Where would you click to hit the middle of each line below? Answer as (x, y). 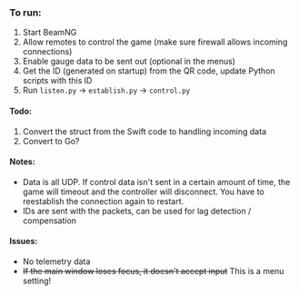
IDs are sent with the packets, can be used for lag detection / (137, 211)
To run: (26, 13)
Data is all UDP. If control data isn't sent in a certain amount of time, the (156, 182)
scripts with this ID (57, 81)
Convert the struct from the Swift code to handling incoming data (144, 131)
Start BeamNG (50, 33)
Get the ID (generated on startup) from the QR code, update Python (149, 71)
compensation (50, 221)
